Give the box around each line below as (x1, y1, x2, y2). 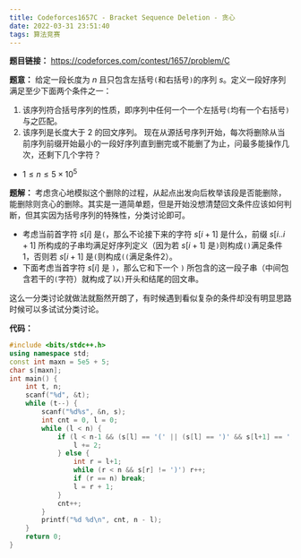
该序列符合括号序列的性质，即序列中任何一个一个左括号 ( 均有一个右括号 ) (21, 105, 290, 116)
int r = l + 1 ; (73, 458, 123, 467)
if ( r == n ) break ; (73, 474, 146, 484)
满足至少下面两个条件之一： (9, 86, 112, 97)
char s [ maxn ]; (9, 365, 63, 374)
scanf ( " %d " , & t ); (25, 391, 90, 399)
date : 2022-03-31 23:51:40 (9, 21, 110, 30)
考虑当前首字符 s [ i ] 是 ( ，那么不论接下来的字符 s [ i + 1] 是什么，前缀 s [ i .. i (21, 229, 286, 240)
